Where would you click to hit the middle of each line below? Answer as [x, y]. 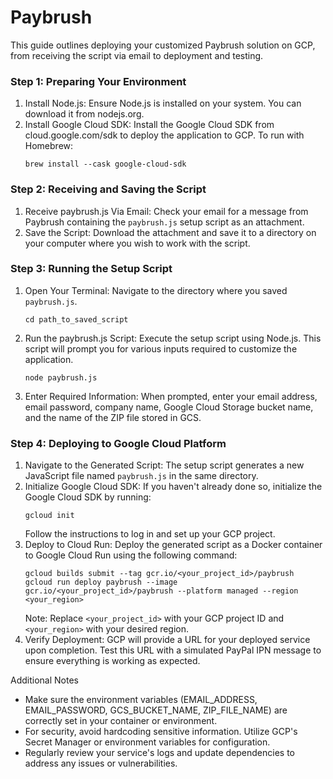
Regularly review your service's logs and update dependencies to [160, 753]
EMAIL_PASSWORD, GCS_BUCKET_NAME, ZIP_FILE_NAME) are [156, 710]
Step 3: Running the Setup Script [91, 269]
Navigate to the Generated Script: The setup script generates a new [164, 465]
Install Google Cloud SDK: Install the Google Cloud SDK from [149, 125]
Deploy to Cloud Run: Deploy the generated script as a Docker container [173, 545]
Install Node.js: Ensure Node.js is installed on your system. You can [163, 103]
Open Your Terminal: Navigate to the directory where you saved [156, 290]
